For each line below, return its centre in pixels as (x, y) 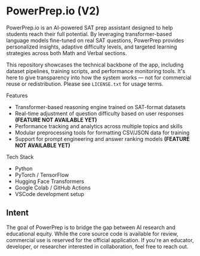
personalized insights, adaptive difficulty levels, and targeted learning (92, 47)
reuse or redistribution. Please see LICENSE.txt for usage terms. (85, 84)
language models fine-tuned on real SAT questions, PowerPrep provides (95, 40)
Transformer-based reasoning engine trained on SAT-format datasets (100, 107)
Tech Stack (20, 156)
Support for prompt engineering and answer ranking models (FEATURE (102, 138)
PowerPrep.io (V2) (53, 11)
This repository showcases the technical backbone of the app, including (95, 65)
